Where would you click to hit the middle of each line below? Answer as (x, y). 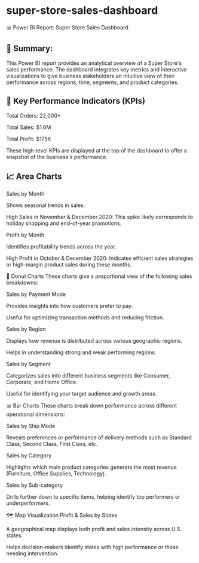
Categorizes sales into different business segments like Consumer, (88, 376)
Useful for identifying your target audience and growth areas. (82, 394)
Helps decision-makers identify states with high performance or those (93, 547)
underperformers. (28, 503)
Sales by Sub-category (35, 485)
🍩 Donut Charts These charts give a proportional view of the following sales (99, 276)
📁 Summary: (30, 49)
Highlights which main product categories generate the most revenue (92, 467)
